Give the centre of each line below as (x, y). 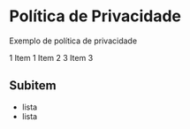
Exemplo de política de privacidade (73, 41)
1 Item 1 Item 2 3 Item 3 (51, 57)
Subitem (33, 86)
